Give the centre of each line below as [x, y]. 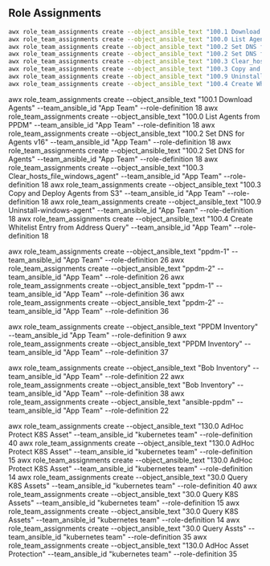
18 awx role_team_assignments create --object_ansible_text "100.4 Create [131, 218]
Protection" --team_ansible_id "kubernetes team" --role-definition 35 [123, 554]
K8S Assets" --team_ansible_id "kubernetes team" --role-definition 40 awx [133, 486]
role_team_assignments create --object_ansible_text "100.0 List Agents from [134, 116]
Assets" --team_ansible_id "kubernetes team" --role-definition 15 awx [124, 503]
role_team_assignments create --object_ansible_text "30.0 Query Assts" [127, 528]
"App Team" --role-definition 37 [116, 352]
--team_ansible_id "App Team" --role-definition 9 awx [98, 335]
